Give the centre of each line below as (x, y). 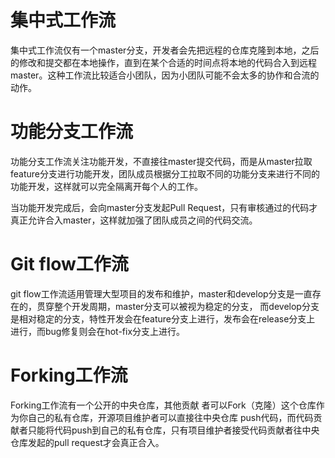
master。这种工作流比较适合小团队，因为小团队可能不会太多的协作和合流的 (165, 75)
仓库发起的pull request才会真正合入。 (87, 442)
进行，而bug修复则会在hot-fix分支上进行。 (98, 331)
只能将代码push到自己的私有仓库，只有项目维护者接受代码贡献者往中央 (173, 430)
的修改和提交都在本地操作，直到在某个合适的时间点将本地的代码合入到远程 (163, 62)
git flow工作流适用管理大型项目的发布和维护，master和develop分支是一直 (161, 293)
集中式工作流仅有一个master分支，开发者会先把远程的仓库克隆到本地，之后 (165, 50)
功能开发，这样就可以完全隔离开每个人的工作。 (106, 186)
